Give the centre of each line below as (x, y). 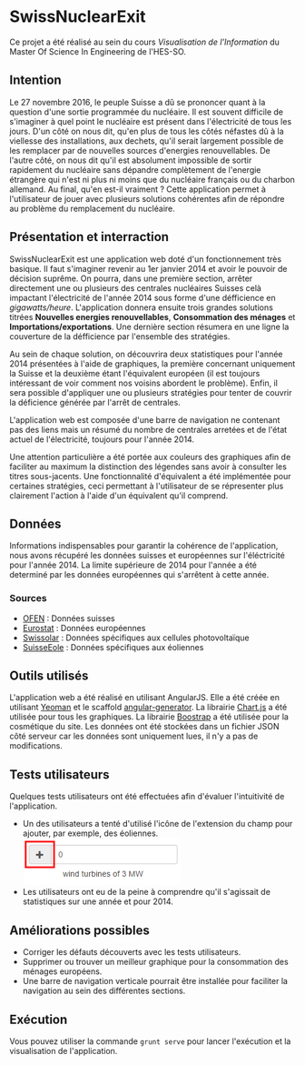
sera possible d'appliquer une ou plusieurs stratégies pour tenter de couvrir (151, 392)
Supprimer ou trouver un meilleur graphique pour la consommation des (155, 962)
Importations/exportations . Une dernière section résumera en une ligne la (149, 327)
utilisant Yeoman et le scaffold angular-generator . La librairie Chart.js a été (148, 708)
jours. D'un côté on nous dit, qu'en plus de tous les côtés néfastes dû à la (147, 131)
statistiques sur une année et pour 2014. (98, 901)
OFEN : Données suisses (69, 618)
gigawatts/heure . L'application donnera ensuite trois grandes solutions (142, 307)
